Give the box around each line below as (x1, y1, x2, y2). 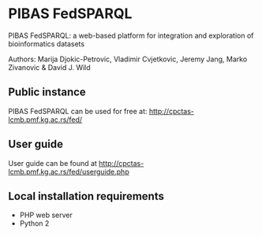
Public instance (8, 86, 87, 99)
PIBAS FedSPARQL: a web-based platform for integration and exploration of (8, 31, 254, 40)
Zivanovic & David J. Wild (8, 62, 91, 72)
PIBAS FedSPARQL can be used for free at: (8, 106, 148, 116)
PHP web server (19, 210, 73, 220)
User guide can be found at (8, 158, 97, 168)
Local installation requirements (8, 190, 164, 203)
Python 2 (19, 219, 50, 228)
